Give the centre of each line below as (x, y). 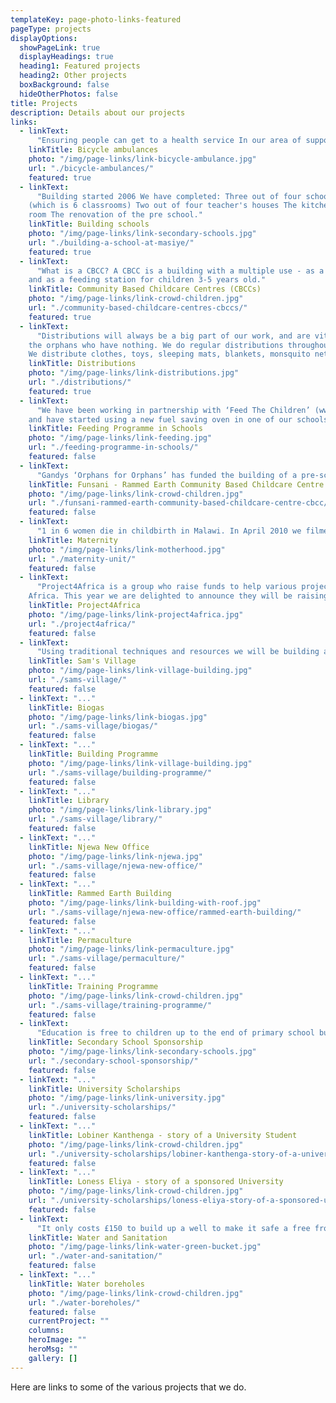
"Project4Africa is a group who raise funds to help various (167, 587)
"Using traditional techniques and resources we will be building (178, 652)
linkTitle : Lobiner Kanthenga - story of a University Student (163, 1135)
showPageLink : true (60, 47)
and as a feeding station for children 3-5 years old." (147, 280)
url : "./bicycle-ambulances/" (91, 168)
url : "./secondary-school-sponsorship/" (113, 1061)
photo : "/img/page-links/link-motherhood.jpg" (127, 549)
